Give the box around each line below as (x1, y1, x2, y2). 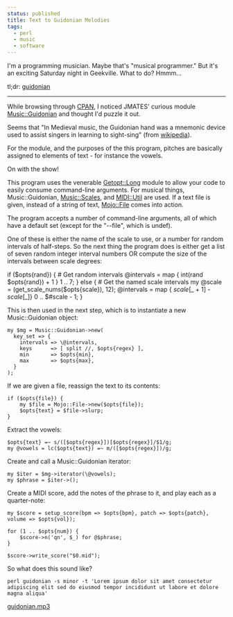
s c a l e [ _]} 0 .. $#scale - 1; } (7, 293, 83, 301)
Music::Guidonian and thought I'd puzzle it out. (7, 110, 141, 118)
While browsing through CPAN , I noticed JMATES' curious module (7, 102, 196, 110)
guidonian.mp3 (7, 602, 51, 610)
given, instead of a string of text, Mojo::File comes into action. (7, 201, 184, 208)
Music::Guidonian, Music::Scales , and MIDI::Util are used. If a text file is (7, 193, 211, 201)
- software (13, 42, 45, 49)
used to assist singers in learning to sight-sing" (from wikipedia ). (7, 131, 192, 139)
